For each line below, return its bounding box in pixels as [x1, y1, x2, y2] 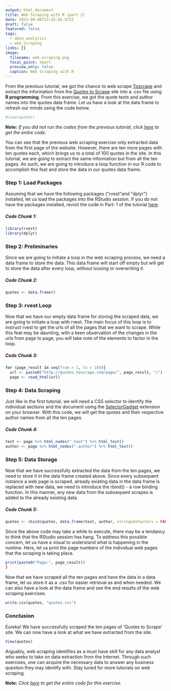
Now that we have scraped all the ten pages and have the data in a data [5, 574, 156, 580]
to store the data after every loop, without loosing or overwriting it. [5, 265, 145, 272]
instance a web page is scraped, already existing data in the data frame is [5, 478, 160, 485]
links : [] [5, 45, 26, 51]
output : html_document [5, 7, 53, 13]
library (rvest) [5, 226, 38, 231]
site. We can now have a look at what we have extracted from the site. [5, 629, 152, 635]
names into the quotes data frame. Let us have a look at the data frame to [5, 100, 159, 105]
